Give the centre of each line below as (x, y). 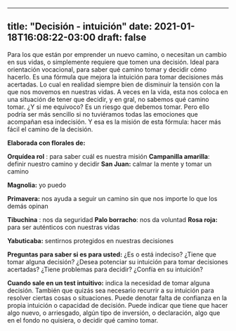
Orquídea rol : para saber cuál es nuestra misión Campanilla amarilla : (109, 156)
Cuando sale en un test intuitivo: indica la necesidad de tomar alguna (109, 283)
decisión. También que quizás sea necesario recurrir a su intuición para (111, 290)
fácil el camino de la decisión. (50, 129)
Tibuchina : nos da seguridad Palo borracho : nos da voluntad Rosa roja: (112, 219)
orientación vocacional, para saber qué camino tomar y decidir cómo (107, 69)
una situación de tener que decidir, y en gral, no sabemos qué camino (108, 99)
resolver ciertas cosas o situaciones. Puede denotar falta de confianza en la (117, 298)
